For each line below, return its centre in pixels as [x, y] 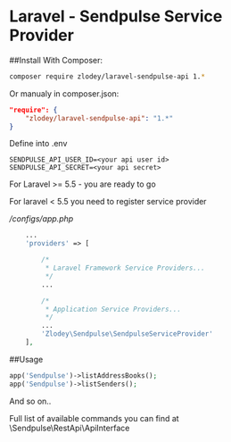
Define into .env [38, 144]
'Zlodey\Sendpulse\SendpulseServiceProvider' [128, 334]
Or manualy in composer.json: [64, 93]
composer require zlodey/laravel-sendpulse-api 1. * [107, 76]
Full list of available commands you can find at [95, 418]
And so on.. [30, 401]
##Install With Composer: [56, 60]
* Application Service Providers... [113, 309]
